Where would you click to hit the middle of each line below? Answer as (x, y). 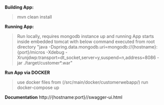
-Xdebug (55, 52)
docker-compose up (38, 87)
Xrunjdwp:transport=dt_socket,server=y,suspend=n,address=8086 (86, 57)
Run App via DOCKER (28, 72)
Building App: (19, 7)
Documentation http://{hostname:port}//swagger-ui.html (63, 97)
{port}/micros (31, 52)
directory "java (32, 47)
